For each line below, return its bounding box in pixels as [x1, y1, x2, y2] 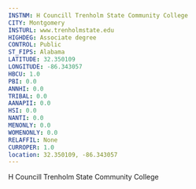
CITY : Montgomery [8, 19, 65, 27]
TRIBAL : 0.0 [8, 92, 47, 100]
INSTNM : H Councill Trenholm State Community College [8, 11, 189, 20]
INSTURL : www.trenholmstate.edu [8, 26, 114, 34]
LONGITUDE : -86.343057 [8, 63, 83, 71]
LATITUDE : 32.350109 [8, 56, 76, 64]
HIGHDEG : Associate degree [8, 33, 97, 42]
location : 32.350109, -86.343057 [8, 150, 118, 158]
